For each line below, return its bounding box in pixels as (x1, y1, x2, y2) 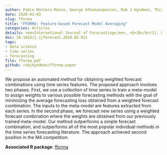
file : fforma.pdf (5, 58, 41, 63)
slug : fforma (5, 16, 32, 21)
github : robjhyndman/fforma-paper (5, 63, 77, 68)
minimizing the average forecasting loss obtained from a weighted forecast (5, 97, 159, 103)
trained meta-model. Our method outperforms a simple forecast (5, 119, 136, 125)
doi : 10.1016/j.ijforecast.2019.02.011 (5, 35, 88, 40)
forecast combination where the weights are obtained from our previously (5, 113, 156, 119)
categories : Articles (5, 26, 50, 31)
